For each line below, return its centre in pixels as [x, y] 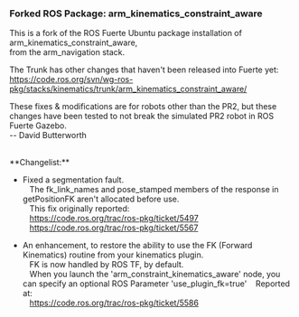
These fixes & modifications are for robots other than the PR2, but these [143, 107]
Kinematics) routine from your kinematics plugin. [113, 255]
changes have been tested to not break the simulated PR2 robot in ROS [141, 117]
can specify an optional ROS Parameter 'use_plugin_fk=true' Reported [156, 284]
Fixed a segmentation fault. [73, 180]
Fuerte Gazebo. [38, 126]
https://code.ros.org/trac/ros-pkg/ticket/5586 [114, 303]
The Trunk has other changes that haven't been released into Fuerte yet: [144, 70]
